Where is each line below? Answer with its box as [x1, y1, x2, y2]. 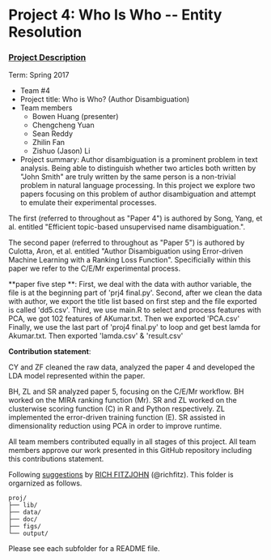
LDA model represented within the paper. [8, 371, 146, 381]
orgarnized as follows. [8, 478, 83, 488]
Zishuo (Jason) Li [32, 146, 91, 156]
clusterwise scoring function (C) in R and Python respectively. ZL [8, 404, 225, 414]
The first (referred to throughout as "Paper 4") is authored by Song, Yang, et [8, 213, 263, 224]
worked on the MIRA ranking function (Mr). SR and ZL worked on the [8, 395, 237, 405]
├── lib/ [8, 501, 38, 510]
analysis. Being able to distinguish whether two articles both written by [19, 164, 256, 173]
